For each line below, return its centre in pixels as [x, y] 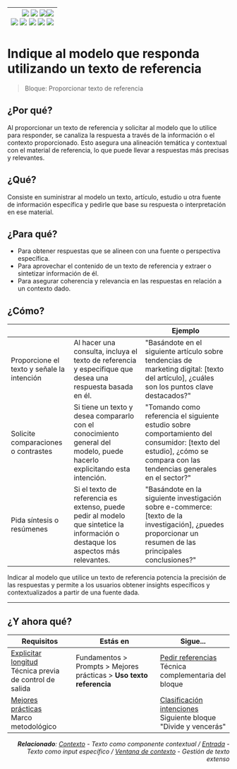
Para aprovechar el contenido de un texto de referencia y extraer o [114, 266]
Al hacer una [95, 343]
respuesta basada [103, 387]
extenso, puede [99, 507]
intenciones [179, 709]
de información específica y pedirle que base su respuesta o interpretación [117, 204]
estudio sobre [168, 425]
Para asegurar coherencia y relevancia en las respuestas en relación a [120, 281]
